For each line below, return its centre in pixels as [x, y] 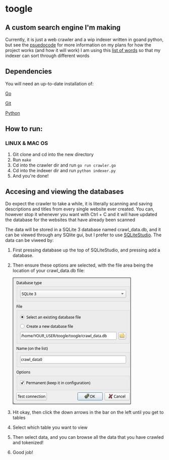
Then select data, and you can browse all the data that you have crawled [88, 437]
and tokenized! [28, 443]
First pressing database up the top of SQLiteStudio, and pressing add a [86, 250]
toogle [19, 9]
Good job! [23, 452]
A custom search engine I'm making [63, 28]
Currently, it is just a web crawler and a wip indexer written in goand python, [84, 39]
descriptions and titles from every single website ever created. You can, [80, 209]
